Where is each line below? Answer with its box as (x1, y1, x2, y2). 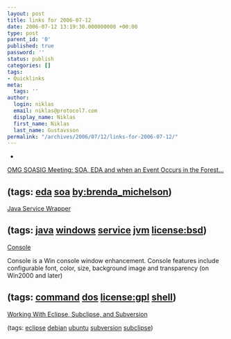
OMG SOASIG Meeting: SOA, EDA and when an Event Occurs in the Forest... (7, 166, 224, 174)
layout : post (7, 10, 45, 17)
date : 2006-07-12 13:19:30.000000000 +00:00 (7, 23, 138, 30)
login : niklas (13, 101, 54, 108)
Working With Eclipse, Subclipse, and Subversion (7, 310, 148, 318)
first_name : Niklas (13, 120, 70, 127)
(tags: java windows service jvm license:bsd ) (7, 224, 207, 237)
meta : (7, 81, 23, 88)
